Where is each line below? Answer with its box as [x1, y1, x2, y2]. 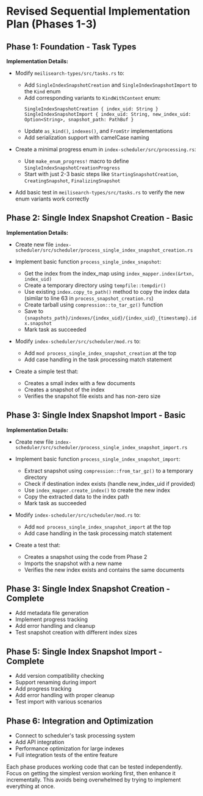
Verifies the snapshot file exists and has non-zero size [24, 392, 161, 400]
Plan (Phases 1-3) [6, 17, 97, 31]
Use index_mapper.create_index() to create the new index [24, 486, 171, 494]
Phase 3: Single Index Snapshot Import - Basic [6, 410, 186, 421]
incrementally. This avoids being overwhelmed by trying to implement [6, 776, 181, 784]
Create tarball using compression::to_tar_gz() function [24, 300, 163, 308]
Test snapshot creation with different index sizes [15, 629, 137, 636]
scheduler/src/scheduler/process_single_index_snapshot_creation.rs [15, 247, 193, 254]
